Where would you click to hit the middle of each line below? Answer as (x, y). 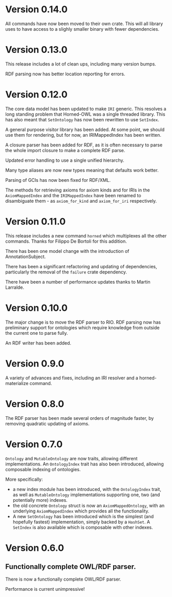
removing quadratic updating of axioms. (47, 423)
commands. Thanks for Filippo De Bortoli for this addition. (66, 241)
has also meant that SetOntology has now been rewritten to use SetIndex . (82, 119)
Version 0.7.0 (34, 444)
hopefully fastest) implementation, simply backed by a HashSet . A (81, 522)
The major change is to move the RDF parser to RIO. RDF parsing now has (83, 322)
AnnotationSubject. (26, 257)
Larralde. (15, 287)
